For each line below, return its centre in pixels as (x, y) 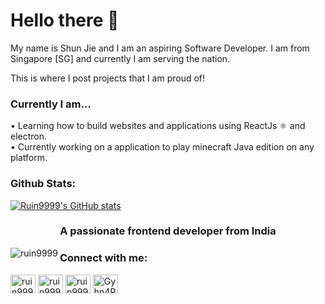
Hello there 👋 (65, 20)
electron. (29, 136)
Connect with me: (103, 258)
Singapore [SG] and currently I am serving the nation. (120, 58)
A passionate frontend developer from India (168, 231)
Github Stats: (43, 184)
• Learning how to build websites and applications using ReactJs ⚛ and (158, 126)
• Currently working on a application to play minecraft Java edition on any (162, 147)
